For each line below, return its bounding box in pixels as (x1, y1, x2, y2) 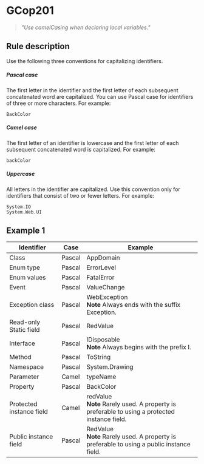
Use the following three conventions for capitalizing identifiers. (6, 57, 163, 64)
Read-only (9, 318, 41, 326)
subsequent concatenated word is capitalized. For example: (6, 146, 156, 153)
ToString (86, 353, 111, 361)
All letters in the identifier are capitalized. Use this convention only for (6, 186, 180, 193)
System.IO (6, 204, 32, 210)
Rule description (6, 41, 70, 52)
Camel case (6, 124, 38, 131)
